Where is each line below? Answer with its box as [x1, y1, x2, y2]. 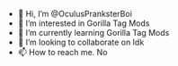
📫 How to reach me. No [17, 47, 108, 57]
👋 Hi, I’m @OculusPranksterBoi [17, 9, 133, 19]
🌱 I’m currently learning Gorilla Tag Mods [17, 28, 170, 37]
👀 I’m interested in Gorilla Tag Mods [17, 18, 150, 29]
